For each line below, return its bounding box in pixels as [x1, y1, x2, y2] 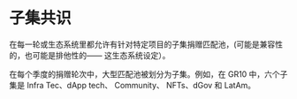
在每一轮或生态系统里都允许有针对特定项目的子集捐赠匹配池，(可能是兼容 [9, 39, 276, 49]
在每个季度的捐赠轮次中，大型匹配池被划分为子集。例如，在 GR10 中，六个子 [9, 68, 288, 80]
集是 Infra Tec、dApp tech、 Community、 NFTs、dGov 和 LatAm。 [9, 80, 256, 90]
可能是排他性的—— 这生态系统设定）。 [32, 49, 171, 60]
